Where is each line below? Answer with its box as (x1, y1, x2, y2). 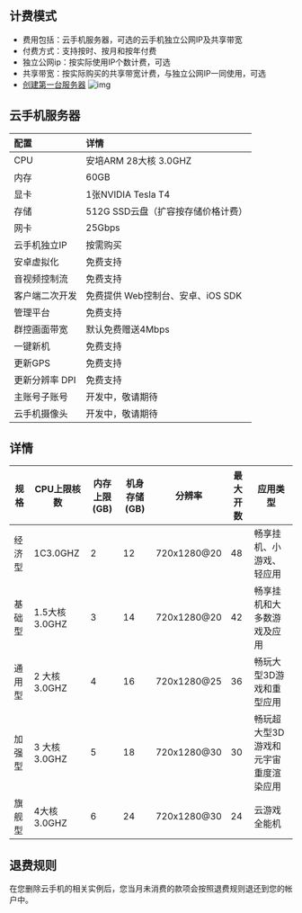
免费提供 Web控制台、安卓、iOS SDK (85, 289, 243, 301)
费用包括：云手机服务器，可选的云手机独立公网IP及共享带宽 (22, 34, 243, 45)
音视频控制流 (13, 273, 69, 285)
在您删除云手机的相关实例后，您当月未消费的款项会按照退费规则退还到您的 (9, 883, 285, 894)
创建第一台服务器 (22, 79, 86, 90)
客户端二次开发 (13, 289, 78, 301)
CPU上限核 (34, 483, 81, 496)
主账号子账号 (13, 390, 69, 403)
